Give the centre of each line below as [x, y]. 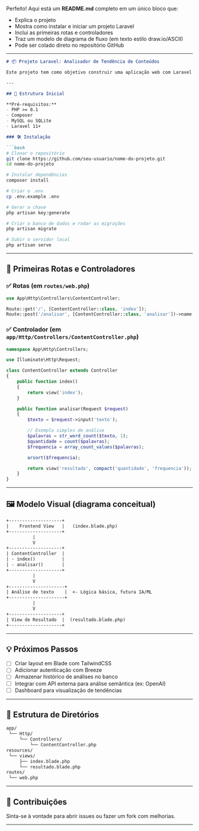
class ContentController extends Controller [62, 371]
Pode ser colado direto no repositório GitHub [69, 45]
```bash [16, 147]
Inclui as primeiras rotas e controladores [64, 33]
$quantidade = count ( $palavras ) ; [69, 441]
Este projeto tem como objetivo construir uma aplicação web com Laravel [99, 72]
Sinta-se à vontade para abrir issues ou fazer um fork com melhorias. [91, 816]
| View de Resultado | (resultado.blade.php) [66, 620]
